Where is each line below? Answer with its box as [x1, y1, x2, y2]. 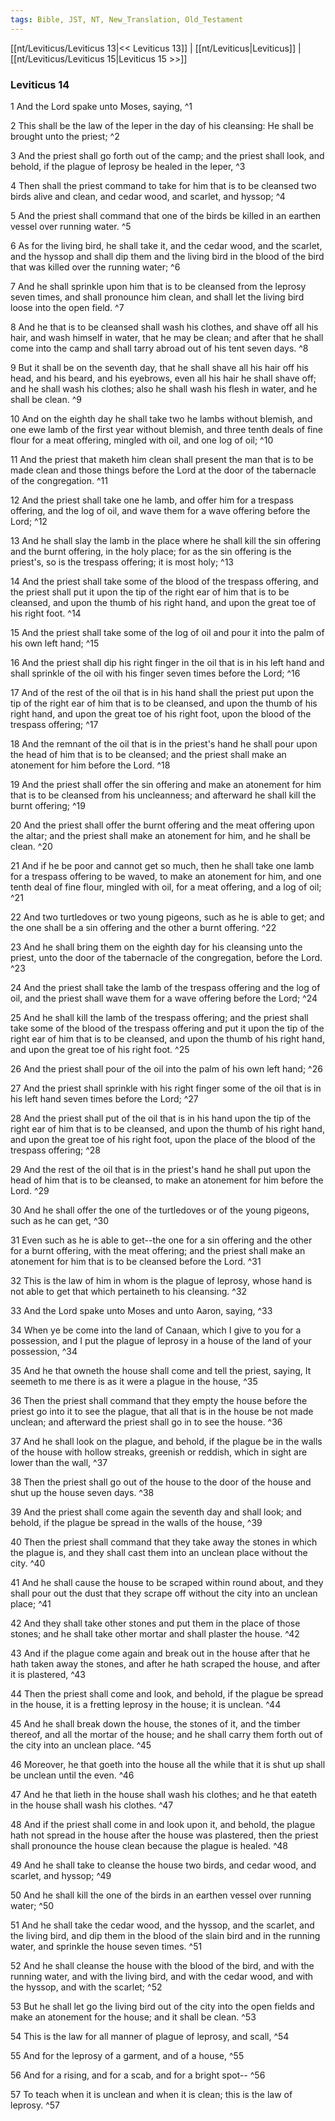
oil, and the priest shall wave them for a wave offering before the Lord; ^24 [10, 992, 318, 1004]
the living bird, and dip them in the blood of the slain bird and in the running [10, 1929, 321, 1941]
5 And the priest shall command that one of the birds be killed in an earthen [10, 209, 322, 221]
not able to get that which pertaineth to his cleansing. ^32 [10, 1285, 248, 1297]
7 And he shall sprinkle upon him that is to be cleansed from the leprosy [10, 280, 307, 292]
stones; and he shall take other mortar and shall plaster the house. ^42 [10, 1627, 300, 1640]
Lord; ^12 [10, 515, 48, 527]
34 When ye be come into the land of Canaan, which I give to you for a [10, 1324, 302, 1336]
